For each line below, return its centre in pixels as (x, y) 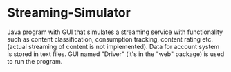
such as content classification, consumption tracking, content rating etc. (110, 39)
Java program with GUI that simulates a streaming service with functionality (115, 32)
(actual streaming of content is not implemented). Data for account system (113, 46)
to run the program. (35, 61)
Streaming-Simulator (69, 13)
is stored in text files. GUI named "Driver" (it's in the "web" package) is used (116, 54)
